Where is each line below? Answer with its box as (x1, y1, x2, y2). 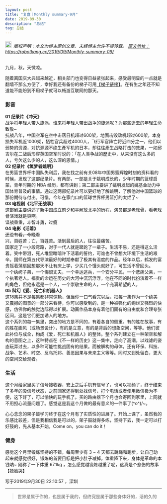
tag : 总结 (5, 26, 24, 31)
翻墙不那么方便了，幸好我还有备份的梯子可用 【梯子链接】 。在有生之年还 (5, 82, 151, 87)
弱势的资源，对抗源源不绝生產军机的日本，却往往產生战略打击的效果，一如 (5, 145, 158, 151)
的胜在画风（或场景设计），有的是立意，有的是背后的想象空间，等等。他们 (5, 325, 156, 331)
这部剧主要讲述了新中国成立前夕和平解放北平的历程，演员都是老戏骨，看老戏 (5, 207, 162, 213)
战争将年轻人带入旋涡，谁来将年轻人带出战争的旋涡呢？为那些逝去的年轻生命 (5, 120, 162, 126)
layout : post (5, 7, 32, 12)
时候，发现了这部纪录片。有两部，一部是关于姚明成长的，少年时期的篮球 (5, 175, 153, 181)
